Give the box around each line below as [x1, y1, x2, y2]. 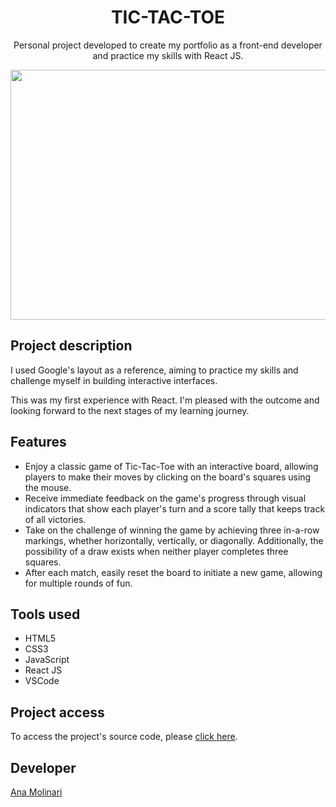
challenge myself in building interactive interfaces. [10, 374, 218, 386]
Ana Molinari [10, 786, 63, 798]
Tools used [10, 606, 81, 623]
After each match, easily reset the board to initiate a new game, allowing [24, 566, 323, 578]
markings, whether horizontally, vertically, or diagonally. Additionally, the [24, 534, 324, 546]
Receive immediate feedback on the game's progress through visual [24, 492, 307, 504]
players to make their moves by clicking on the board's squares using [24, 471, 312, 483]
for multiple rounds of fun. [24, 577, 133, 589]
